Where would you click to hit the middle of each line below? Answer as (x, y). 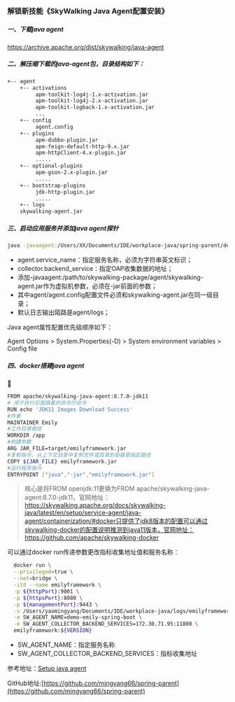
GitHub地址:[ (26, 683)
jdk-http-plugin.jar (65, 192)
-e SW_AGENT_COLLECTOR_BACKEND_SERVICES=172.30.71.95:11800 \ (106, 624)
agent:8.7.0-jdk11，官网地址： (67, 498)
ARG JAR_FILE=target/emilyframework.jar (67, 449)
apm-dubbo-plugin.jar (67, 140)
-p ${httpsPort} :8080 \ (48, 598)
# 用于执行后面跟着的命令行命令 (47, 403)
